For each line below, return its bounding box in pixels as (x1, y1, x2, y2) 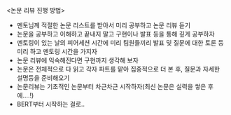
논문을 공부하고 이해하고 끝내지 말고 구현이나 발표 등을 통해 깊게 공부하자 (16, 30, 215, 38)
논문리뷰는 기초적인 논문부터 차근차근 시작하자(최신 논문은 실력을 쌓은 (16, 83, 206, 90)
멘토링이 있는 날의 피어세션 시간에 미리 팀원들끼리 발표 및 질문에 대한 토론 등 (16, 39, 225, 47)
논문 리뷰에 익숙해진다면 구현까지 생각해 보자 (16, 56, 139, 65)
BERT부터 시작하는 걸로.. (16, 100, 85, 108)
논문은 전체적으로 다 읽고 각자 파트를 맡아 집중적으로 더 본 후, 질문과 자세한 (16, 65, 220, 73)
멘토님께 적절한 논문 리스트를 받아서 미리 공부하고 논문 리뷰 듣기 (16, 21, 190, 29)
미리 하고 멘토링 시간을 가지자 (16, 48, 97, 55)
